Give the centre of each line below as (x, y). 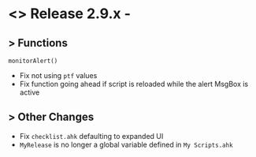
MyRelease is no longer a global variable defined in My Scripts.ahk (126, 144)
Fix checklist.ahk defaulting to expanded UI (91, 136)
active (30, 92)
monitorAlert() (33, 61)
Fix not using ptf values (58, 75)
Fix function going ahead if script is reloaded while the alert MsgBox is (134, 84)
